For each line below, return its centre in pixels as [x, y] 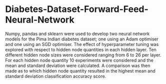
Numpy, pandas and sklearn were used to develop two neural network [77, 33]
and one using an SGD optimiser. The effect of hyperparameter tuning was [82, 44]
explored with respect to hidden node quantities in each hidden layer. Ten [81, 49]
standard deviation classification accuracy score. [56, 76]
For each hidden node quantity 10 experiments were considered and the [79, 60]
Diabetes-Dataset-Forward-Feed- [77, 9]
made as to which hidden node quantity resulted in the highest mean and [80, 70]
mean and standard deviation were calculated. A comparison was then [78, 65]
